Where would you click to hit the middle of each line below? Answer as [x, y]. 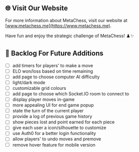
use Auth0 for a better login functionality [54, 133]
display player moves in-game [43, 99]
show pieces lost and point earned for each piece [63, 122]
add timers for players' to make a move [53, 65]
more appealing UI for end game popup [53, 105]
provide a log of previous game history [52, 116]
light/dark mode [29, 82]
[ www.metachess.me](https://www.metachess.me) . [58, 26]
